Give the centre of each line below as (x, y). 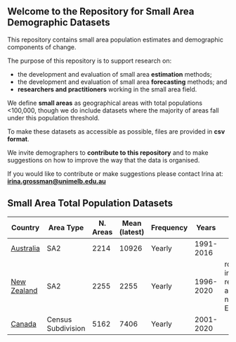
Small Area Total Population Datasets (90, 203)
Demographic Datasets (59, 23)
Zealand (24, 290)
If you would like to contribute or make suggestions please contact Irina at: (115, 173)
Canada (24, 324)
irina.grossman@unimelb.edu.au (57, 181)
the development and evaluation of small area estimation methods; (114, 74)
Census (59, 319)
